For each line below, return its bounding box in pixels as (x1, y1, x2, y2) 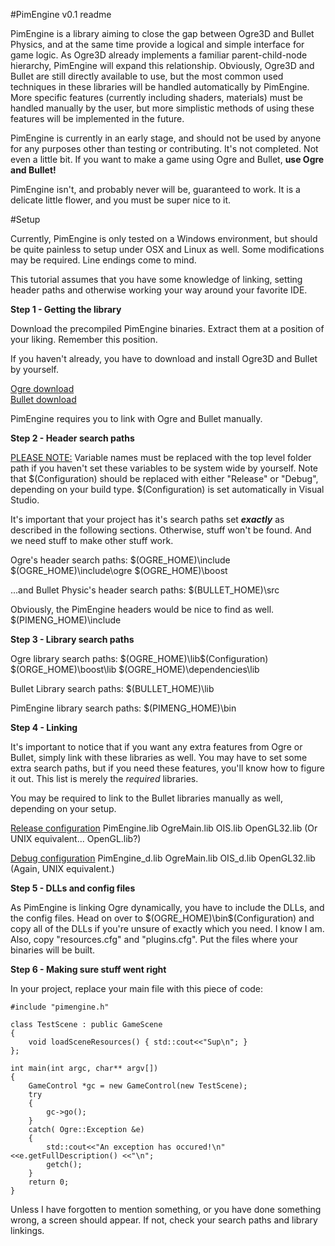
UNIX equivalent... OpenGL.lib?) (10, 833, 142, 844)
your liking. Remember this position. (10, 334, 158, 345)
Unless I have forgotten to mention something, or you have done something (10, 1204, 322, 1215)
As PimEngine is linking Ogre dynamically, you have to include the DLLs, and (10, 902, 325, 913)
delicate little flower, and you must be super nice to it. (10, 194, 232, 206)
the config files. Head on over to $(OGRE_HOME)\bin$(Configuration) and (10, 912, 315, 924)
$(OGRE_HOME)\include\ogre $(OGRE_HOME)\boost (10, 565, 228, 576)
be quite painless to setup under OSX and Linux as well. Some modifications (10, 244, 325, 255)
